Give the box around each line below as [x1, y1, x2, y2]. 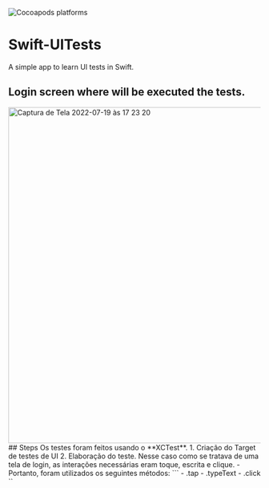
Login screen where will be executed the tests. [8, 85, 246, 99]
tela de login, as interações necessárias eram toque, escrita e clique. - [8, 459, 240, 469]
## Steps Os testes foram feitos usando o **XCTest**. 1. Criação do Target [8, 442, 256, 452]
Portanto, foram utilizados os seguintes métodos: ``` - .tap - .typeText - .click [8, 468, 261, 478]
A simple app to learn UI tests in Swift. [8, 62, 134, 71]
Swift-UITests [8, 36, 102, 54]
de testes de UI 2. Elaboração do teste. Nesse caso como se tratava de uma [8, 451, 259, 461]
